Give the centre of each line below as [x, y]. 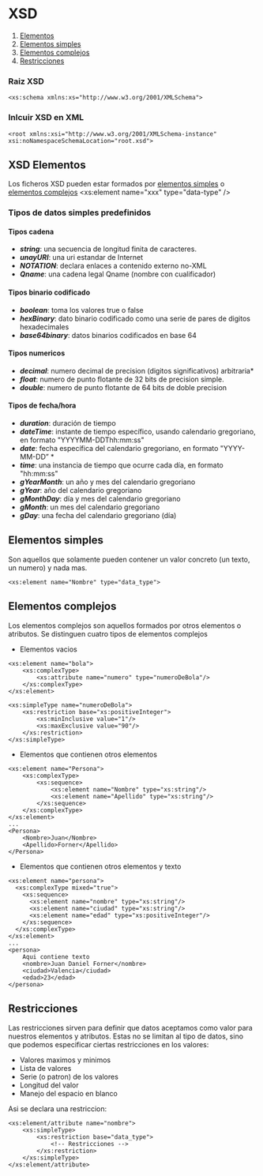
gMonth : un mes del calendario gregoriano [90, 507]
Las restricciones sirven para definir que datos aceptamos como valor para [130, 1028]
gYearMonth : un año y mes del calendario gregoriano [107, 482]
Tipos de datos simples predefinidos [80, 212]
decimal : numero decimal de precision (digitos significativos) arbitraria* [137, 370]
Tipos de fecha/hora [42, 406]
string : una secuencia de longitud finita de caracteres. [108, 249]
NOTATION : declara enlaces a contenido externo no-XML [113, 266]
